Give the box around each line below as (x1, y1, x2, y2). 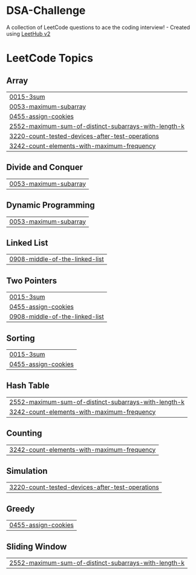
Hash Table (6, 381, 50, 391)
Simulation (6, 466, 48, 476)
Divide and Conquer (6, 162, 83, 172)
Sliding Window (6, 541, 67, 551)
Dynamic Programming (6, 200, 95, 211)
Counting (6, 428, 42, 439)
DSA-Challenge (6, 4, 86, 18)
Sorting (6, 333, 35, 343)
